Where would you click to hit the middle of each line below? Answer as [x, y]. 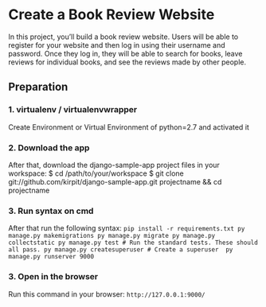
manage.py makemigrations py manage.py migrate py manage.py [112, 236]
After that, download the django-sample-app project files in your [114, 165]
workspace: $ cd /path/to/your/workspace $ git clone [96, 173]
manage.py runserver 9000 [51, 257]
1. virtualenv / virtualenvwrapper [73, 110]
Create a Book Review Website [111, 15]
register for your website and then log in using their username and [117, 45]
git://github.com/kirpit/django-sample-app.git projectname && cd [115, 181]
